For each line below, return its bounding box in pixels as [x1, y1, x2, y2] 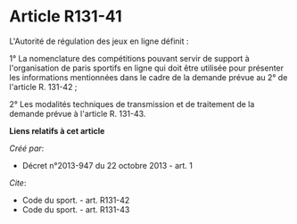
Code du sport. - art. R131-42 [21, 195, 130, 205]
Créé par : [9, 143, 45, 153]
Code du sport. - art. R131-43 [21, 203, 130, 215]
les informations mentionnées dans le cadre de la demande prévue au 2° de [9, 71, 288, 82]
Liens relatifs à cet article [9, 125, 105, 136]
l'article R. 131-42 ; [9, 81, 78, 92]
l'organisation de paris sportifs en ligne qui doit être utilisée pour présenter [9, 62, 284, 73]
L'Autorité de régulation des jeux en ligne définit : [9, 36, 189, 46]
